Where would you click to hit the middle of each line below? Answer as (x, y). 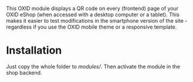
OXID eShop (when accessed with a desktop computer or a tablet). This (93, 15)
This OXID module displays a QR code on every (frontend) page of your (92, 8)
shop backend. (24, 73)
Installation (34, 50)
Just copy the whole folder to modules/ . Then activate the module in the (93, 66)
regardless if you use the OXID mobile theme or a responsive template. (92, 27)
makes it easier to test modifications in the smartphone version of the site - (97, 21)
